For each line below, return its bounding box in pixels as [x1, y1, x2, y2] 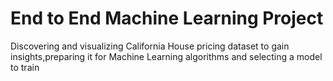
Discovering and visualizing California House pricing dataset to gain [10, 40, 290, 52]
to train [10, 61, 40, 73]
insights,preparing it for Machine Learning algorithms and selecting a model [10, 50, 323, 62]
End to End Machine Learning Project [10, 7, 324, 30]
